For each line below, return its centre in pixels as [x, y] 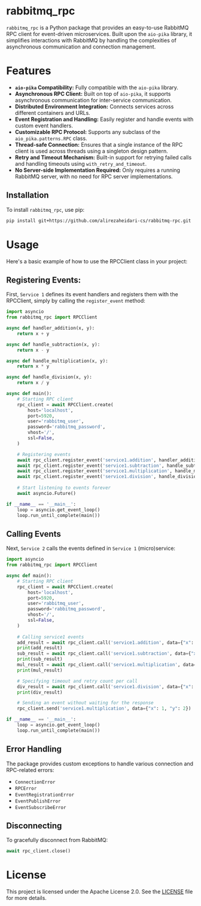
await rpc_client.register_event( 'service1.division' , [87, 477]
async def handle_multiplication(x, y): [57, 361]
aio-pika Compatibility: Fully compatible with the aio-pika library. [96, 87]
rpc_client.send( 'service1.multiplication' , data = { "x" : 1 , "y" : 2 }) [104, 709]
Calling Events [33, 534]
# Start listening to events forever [64, 488]
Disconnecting [34, 826]
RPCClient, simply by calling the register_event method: [76, 301]
